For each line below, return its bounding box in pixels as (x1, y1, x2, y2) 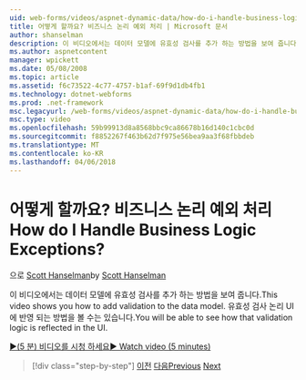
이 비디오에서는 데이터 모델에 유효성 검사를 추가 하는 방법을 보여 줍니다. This (9, 289, 278, 301)
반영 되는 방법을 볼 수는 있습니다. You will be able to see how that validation (18, 312, 293, 324)
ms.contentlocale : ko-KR (9, 149, 104, 158)
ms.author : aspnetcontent (9, 47, 107, 56)
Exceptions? (9, 239, 106, 260)
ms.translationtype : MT (9, 140, 100, 149)
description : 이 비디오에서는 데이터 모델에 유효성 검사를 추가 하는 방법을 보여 (9, 38, 274, 48)
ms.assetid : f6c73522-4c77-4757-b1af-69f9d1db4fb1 (9, 81, 206, 90)
